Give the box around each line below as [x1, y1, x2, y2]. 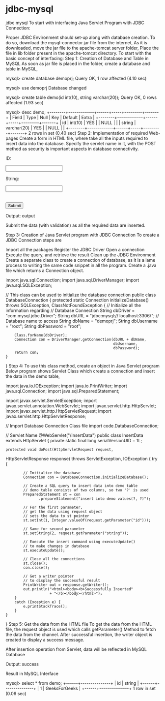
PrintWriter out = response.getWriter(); [23, 582, 110, 587]
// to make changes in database [23, 544, 90, 549]
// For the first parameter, [23, 505, 83, 510]
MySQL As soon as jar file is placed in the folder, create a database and [5, 61, 150, 66]
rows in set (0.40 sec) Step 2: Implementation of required [32, 130, 148, 136]
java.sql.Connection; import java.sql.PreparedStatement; [5, 388, 120, 394]
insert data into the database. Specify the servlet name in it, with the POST [5, 140, 157, 146]
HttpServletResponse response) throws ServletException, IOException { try [5, 456, 158, 461]
